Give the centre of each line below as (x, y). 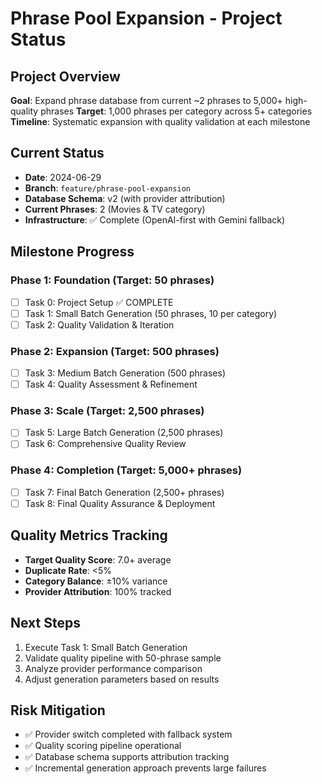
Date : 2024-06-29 (63, 177)
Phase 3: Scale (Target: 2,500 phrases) (107, 411)
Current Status (57, 153)
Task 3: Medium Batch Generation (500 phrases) (125, 373)
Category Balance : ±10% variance (96, 581)
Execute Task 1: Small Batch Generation (106, 647)
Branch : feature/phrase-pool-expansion (107, 188)
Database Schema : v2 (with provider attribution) (125, 198)
